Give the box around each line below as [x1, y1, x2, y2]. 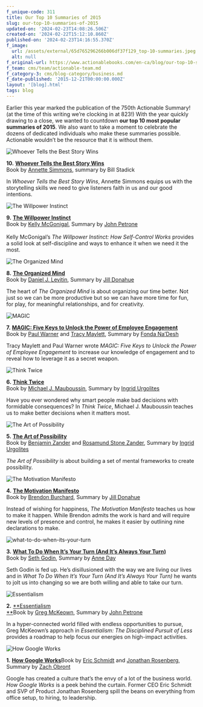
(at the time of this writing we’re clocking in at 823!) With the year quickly [6, 110, 189, 118]
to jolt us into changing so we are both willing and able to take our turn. [6, 578, 183, 586]
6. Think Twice [6, 378, 45, 386]
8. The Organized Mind [6, 270, 65, 277]
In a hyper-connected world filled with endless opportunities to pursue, [6, 620, 183, 627]
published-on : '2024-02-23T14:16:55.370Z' [6, 37, 115, 43]
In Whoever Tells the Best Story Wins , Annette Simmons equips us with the [6, 178, 193, 185]
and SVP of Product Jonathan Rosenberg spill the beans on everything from [6, 687, 195, 695]
